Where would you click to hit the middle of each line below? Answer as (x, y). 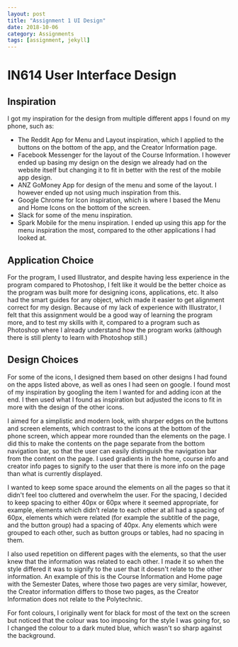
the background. (32, 635)
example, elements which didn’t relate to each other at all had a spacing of (116, 510)
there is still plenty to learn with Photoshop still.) (77, 337)
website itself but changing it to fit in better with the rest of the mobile (119, 170)
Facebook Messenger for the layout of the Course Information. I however (124, 155)
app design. (35, 177)
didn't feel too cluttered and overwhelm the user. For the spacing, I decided (117, 494)
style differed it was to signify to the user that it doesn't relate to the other (115, 569)
